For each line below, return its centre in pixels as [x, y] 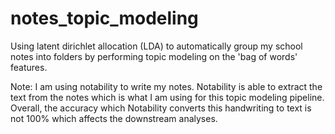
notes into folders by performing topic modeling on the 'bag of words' [154, 56]
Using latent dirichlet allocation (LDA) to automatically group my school [156, 46]
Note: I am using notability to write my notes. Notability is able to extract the [166, 86]
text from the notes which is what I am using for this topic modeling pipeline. [167, 97]
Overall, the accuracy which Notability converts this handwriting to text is [161, 108]
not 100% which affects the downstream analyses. [114, 118]
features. [29, 67]
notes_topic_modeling [104, 18]
